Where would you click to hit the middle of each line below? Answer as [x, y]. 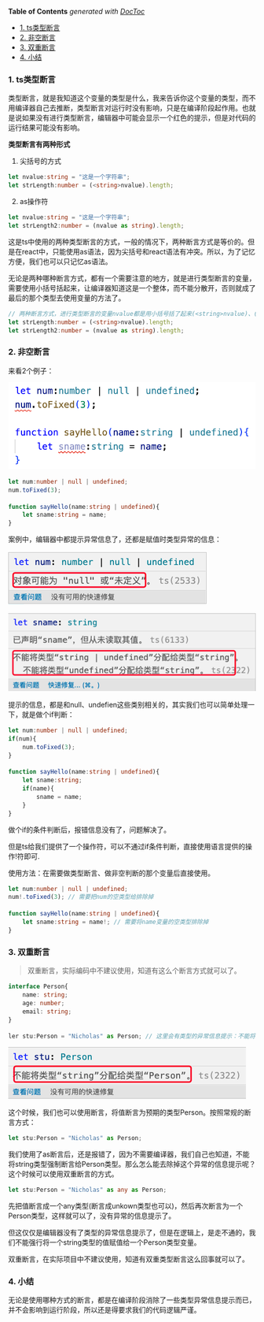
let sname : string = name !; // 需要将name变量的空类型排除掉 [115, 922]
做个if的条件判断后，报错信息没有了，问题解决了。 [90, 830]
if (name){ [38, 789]
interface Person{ [38, 987]
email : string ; [47, 1012]
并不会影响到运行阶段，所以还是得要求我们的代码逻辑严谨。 [104, 1310]
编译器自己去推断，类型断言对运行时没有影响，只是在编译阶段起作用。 [128, 108]
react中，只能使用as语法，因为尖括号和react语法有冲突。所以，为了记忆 [138, 251]
